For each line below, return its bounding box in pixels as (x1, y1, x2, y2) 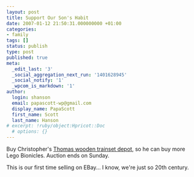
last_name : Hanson (12, 117, 59, 123)
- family (6, 32, 29, 38)
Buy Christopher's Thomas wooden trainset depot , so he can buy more (6, 145, 185, 153)
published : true (6, 55, 48, 61)
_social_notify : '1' (12, 77, 64, 83)
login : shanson (12, 94, 51, 100)
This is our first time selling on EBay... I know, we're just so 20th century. (6, 164, 189, 171)
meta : (6, 60, 20, 66)
